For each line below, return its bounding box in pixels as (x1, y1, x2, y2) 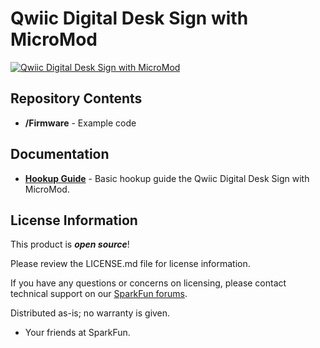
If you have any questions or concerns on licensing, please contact (10, 277, 287, 289)
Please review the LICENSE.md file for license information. (10, 258, 251, 270)
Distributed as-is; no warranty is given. (10, 307, 171, 319)
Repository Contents (10, 90, 143, 107)
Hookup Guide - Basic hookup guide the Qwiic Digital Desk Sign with (24, 172, 310, 184)
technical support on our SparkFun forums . (10, 288, 188, 300)
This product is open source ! (10, 238, 130, 251)
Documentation (10, 146, 110, 163)
